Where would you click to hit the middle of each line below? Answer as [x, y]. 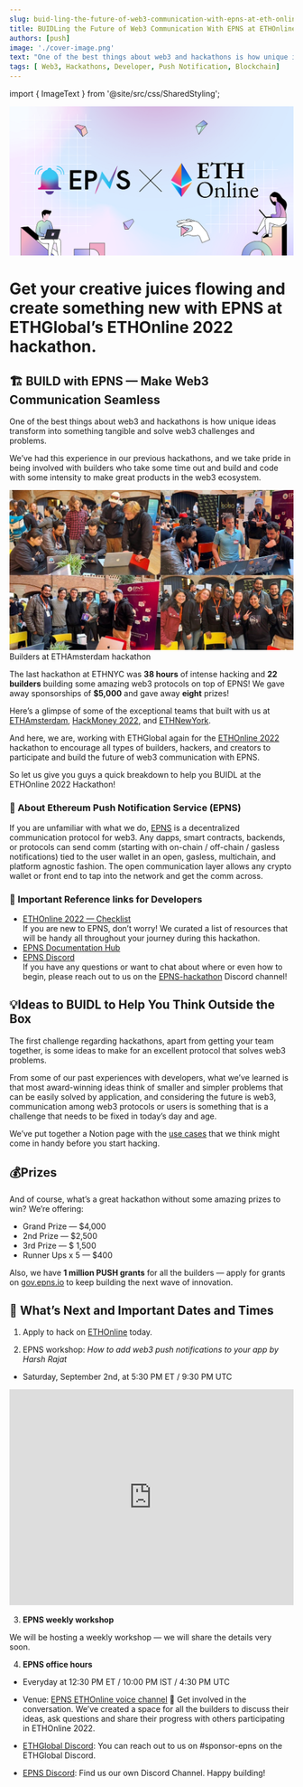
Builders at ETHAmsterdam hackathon [80, 657]
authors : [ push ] [40, 38]
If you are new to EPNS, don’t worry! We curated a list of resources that [155, 928]
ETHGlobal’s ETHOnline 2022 [121, 328]
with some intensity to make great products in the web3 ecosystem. [135, 477]
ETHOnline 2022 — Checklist [77, 919]
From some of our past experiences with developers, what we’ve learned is [149, 1077]
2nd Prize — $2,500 [60, 1235]
